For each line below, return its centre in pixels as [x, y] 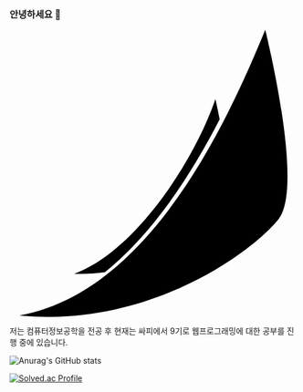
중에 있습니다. [43, 343]
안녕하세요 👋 [35, 14]
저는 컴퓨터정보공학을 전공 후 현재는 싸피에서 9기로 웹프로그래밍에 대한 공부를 [147, 331]
